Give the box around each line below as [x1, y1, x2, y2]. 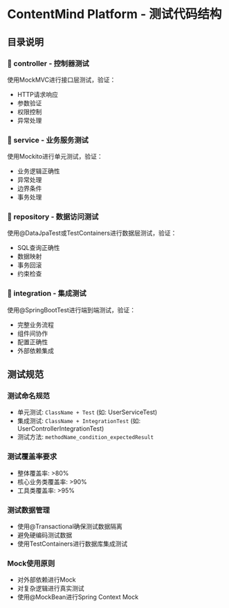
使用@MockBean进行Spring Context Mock [17, 593, 139, 601]
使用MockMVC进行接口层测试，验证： [7, 75, 116, 84]
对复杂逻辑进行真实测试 [17, 584, 84, 593]
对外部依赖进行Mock [17, 575, 76, 584]
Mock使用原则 [7, 558, 55, 568]
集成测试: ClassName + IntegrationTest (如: [17, 417, 141, 425]
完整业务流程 [17, 320, 54, 329]
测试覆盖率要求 [7, 451, 57, 461]
